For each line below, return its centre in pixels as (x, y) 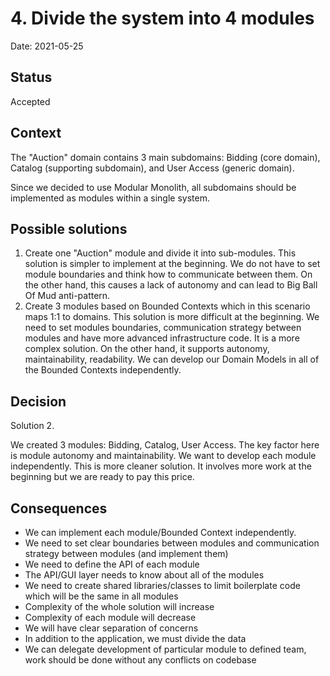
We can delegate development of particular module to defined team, (165, 649)
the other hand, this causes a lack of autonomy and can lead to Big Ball (171, 285)
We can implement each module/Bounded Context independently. (160, 532)
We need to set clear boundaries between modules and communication (172, 543)
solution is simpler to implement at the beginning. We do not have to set (172, 264)
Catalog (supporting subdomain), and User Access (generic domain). (152, 168)
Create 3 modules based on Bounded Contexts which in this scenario (167, 306)
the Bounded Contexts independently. (103, 370)
